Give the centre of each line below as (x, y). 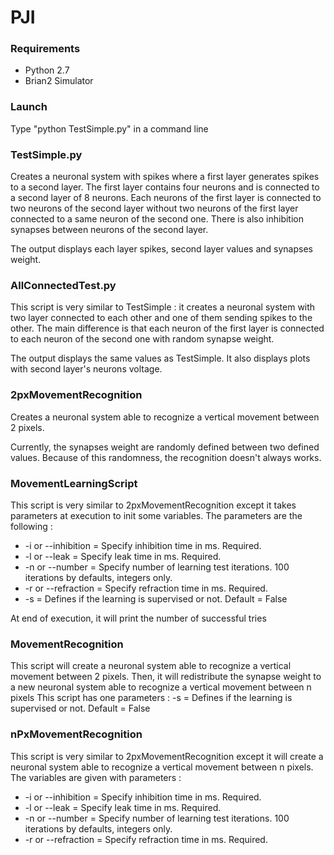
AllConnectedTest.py (63, 285)
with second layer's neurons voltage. (86, 369)
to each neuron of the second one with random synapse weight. (142, 339)
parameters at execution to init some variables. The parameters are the (156, 515)
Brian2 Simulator (59, 81)
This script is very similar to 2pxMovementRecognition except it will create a (167, 756)
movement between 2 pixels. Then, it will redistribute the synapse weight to (166, 677)
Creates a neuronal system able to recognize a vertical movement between (165, 417)
